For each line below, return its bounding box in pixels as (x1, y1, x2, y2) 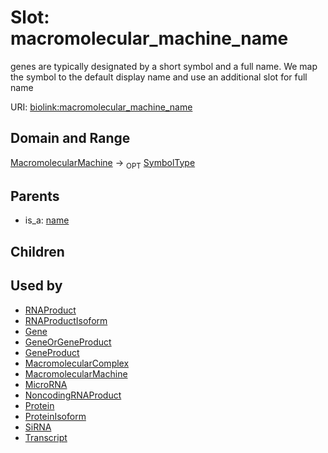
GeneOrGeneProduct (24, 336, 112, 348)
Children (10, 243, 65, 260)
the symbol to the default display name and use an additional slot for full (10, 71, 308, 83)
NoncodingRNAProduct (24, 389, 122, 401)
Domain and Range (10, 130, 131, 147)
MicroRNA (24, 378, 68, 390)
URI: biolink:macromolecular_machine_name (10, 101, 193, 113)
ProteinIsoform (24, 410, 87, 422)
